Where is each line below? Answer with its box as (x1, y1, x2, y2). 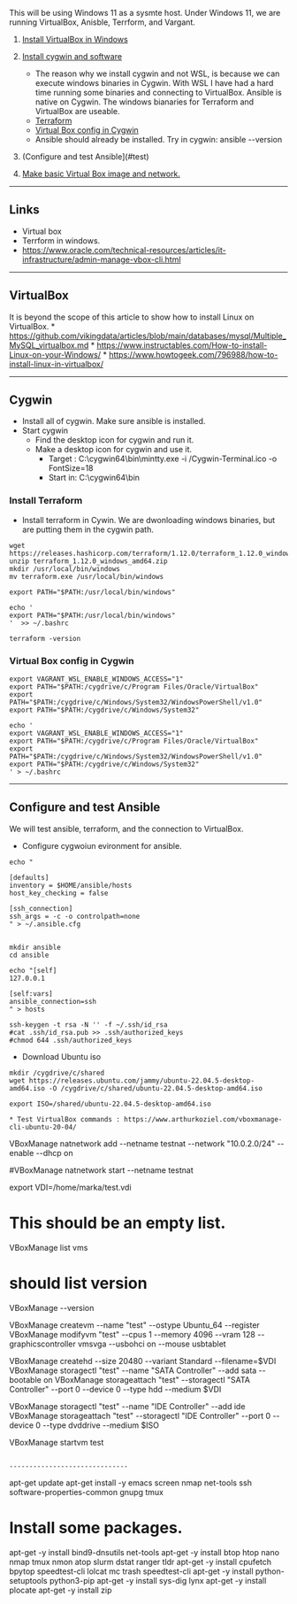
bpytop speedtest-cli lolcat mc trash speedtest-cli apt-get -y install (9, 1566, 254, 1577)
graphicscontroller (9, 1338, 77, 1349)
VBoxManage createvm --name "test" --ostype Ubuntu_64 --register (9, 1319, 261, 1330)
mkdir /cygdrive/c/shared (9, 1068, 104, 1077)
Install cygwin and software (21, 51, 122, 61)
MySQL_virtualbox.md (9, 340, 89, 351)
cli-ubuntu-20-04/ (9, 1122, 77, 1131)
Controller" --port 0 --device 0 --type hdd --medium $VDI (9, 1384, 222, 1394)
